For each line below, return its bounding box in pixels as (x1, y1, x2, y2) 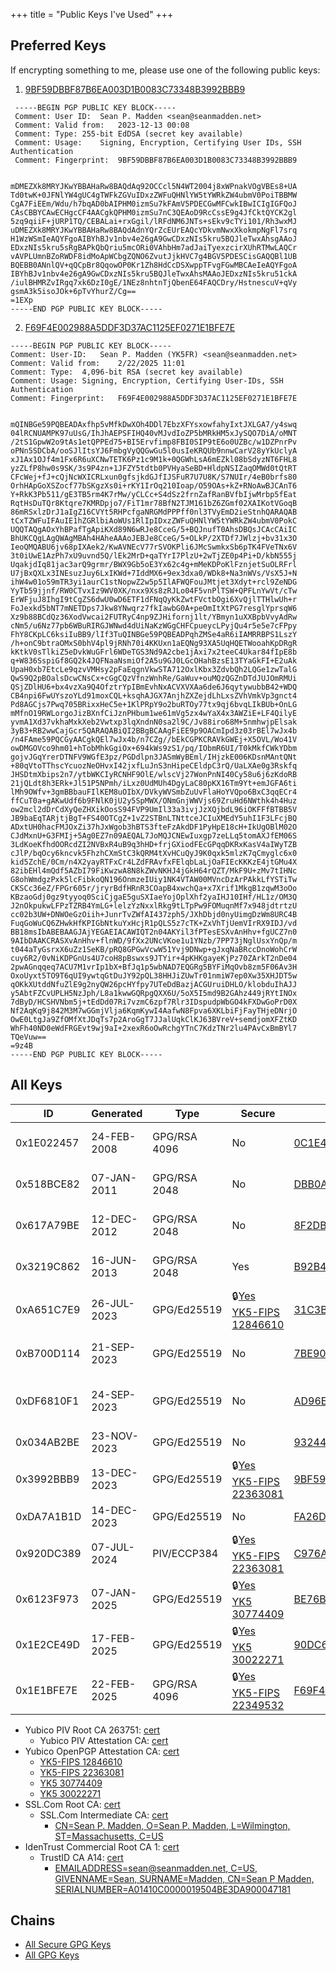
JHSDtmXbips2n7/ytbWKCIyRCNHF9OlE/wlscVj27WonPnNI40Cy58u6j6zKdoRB (10, 769, 298, 779)
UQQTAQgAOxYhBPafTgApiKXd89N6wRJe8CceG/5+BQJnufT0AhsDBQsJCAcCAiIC (10, 524, 298, 534)
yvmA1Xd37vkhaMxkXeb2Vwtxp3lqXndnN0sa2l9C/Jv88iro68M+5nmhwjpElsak (10, 717, 298, 727)
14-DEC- (91, 1503, 138, 1517)
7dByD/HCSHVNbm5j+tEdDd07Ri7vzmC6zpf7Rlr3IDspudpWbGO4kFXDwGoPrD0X (10, 997, 298, 1007)
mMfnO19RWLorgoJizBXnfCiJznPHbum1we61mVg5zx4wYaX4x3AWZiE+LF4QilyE (10, 708, 298, 718)
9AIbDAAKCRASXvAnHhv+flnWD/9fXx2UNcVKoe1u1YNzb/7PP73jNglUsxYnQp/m (10, 935, 298, 946)
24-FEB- (91, 1129, 137, 1143)
